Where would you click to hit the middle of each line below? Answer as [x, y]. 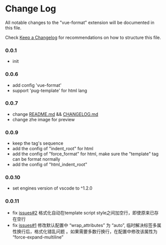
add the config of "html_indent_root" [50, 165]
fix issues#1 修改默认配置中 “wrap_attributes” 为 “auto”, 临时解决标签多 [85, 225]
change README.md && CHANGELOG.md [55, 114]
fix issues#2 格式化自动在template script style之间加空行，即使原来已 [83, 213]
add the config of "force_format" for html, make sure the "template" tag [85, 154]
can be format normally [36, 159]
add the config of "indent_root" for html [53, 149]
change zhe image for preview [43, 119]
